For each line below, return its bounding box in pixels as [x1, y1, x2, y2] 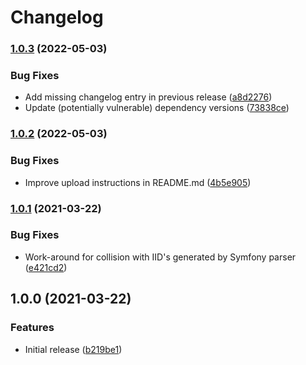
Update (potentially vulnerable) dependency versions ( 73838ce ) [24, 102, 290, 114]
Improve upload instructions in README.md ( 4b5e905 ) [24, 176, 252, 188]
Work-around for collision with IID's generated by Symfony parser [24, 251, 297, 263]
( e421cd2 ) [24, 261, 68, 273]
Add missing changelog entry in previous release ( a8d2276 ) [24, 91, 273, 103]
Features [10, 321, 55, 335]
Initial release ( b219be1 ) [24, 343, 123, 355]
